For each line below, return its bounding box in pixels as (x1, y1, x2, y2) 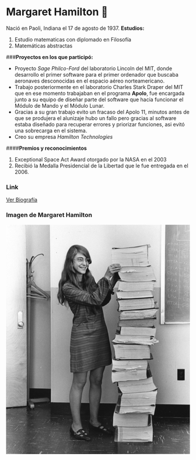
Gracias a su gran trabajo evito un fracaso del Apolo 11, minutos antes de (14, 108, 190, 115)
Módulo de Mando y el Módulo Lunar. (14, 102, 105, 109)
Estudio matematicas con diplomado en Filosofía (14, 36, 131, 43)
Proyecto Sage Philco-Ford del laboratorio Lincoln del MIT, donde (14, 64, 173, 72)
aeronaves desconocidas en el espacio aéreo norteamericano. (14, 77, 165, 84)
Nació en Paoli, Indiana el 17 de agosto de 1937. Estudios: (6, 25, 145, 32)
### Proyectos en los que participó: (6, 53, 93, 60)
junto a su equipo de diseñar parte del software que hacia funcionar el (14, 96, 184, 103)
